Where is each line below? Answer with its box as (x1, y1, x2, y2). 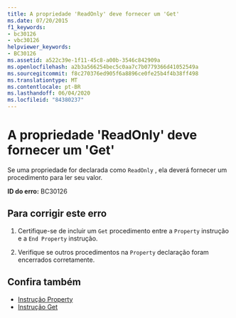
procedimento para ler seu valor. (7, 173, 103, 181)
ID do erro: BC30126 (7, 186, 68, 196)
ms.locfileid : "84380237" (7, 97, 84, 104)
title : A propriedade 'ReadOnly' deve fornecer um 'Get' (7, 10, 180, 18)
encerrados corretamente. (17, 255, 95, 264)
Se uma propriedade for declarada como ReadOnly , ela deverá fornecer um (7, 165, 227, 174)
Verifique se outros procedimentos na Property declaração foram (17, 248, 210, 256)
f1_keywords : (7, 23, 46, 31)
